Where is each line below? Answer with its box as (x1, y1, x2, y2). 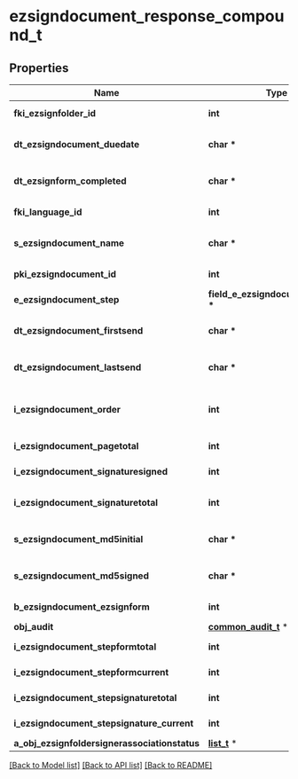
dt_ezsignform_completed (13, 175, 127, 187)
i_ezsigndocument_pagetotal (13, 440, 139, 452)
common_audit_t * (208, 621, 288, 633)
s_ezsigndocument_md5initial (13, 533, 144, 545)
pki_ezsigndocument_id (13, 268, 117, 280)
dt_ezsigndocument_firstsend (13, 325, 144, 336)
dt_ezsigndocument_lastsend (13, 361, 142, 374)
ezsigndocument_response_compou (9, 6, 285, 27)
